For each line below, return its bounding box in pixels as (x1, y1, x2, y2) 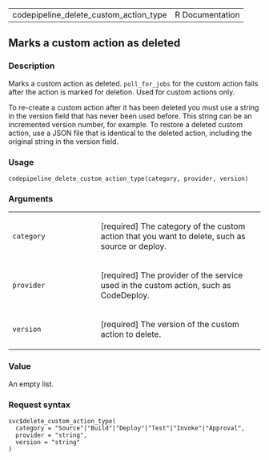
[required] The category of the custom (100, 221, 246, 232)
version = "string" (15, 438, 81, 446)
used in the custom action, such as (100, 280, 231, 291)
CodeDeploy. (100, 290, 150, 301)
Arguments (8, 193, 54, 204)
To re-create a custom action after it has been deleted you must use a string (8, 102, 259, 112)
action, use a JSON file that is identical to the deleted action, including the (8, 128, 252, 138)
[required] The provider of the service (100, 270, 243, 281)
